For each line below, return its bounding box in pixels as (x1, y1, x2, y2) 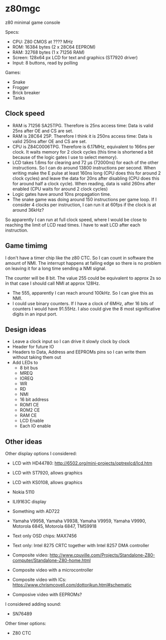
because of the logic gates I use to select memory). (12, 154, 118, 160)
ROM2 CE (19, 407, 40, 413)
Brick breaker (12, 89, 40, 95)
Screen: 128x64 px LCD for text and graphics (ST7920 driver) (12, 54, 138, 60)
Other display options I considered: (5, 451, 77, 457)
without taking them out (12, 354, 61, 360)
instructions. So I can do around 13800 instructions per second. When (12, 164, 156, 170)
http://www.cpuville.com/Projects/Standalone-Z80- (49, 552, 156, 558)
